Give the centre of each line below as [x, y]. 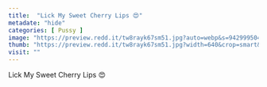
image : [19, 38]
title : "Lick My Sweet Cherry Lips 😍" [75, 15]
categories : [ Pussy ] [46, 30]
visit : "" [25, 52]
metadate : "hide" [37, 23]
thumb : [19, 45]
